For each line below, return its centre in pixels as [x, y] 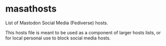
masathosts [31, 9]
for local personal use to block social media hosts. [58, 38]
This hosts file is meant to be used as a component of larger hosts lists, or [83, 32]
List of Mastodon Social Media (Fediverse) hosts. [57, 23]
